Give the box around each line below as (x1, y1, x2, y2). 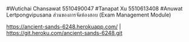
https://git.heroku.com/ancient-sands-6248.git (6, 30, 123, 36)
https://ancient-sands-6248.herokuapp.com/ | (6, 23, 121, 30)
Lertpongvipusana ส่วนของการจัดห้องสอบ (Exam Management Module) (6, 11, 171, 18)
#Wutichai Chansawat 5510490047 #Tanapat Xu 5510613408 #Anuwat (6, 5, 183, 12)
